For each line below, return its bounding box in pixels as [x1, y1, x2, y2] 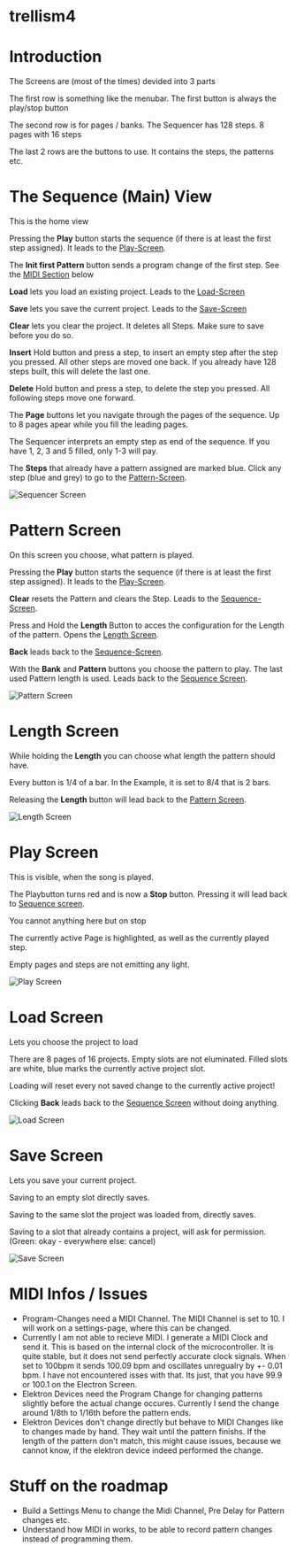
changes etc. [21, 1514, 70, 1525]
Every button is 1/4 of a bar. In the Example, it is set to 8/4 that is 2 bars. [9, 776, 271, 787]
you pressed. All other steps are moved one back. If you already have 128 [9, 357, 277, 367]
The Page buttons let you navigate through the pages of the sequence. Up [9, 410, 280, 421]
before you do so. [9, 330, 73, 341]
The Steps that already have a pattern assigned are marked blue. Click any [9, 463, 282, 474]
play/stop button [9, 103, 69, 113]
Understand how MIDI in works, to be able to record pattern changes [21, 1524, 273, 1534]
